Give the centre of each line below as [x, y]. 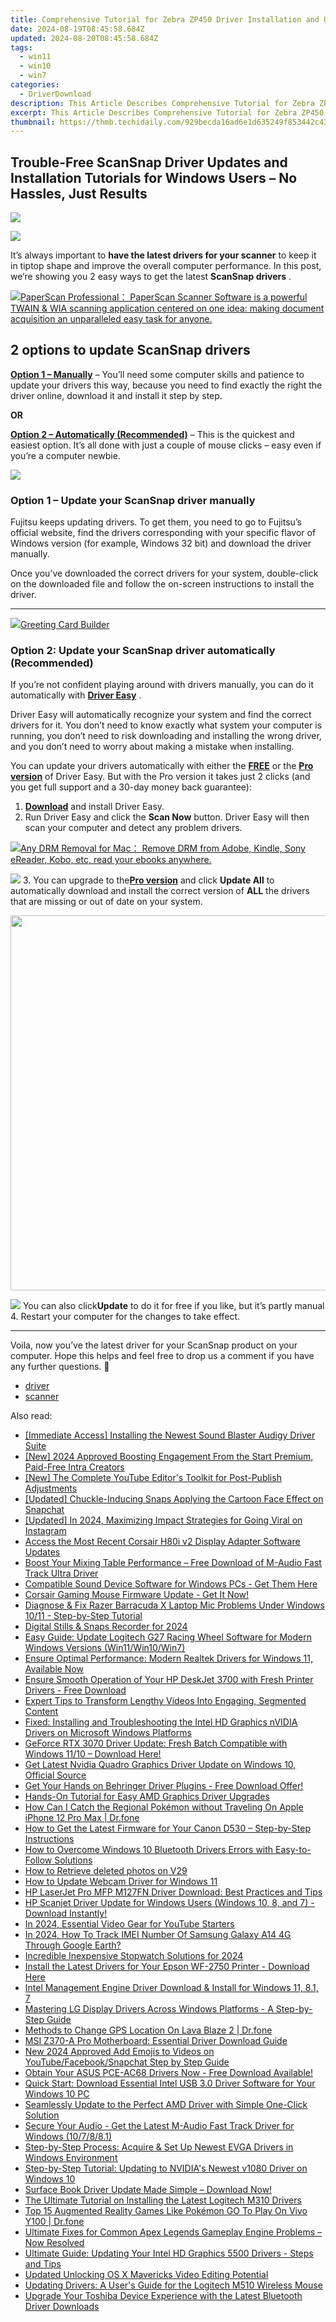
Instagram [45, 1531]
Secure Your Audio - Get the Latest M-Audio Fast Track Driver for [159, 2126]
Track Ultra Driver [61, 1573]
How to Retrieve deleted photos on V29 [106, 1871]
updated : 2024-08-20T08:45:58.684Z [84, 38]
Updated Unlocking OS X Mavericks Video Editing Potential [146, 2275]
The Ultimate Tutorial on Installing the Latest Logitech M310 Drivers [163, 2200]
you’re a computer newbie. [65, 455]
